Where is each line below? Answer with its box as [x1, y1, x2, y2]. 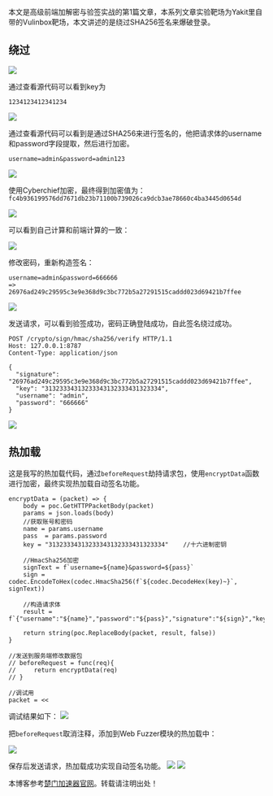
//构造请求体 [23, 600, 61, 608]
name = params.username [23, 524, 104, 533]
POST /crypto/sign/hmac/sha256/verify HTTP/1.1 [8, 334, 173, 343]
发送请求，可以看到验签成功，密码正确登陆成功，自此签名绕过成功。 [8, 318, 236, 328]
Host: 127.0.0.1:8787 [8, 341, 82, 350]
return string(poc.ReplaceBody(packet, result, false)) [23, 629, 217, 637]
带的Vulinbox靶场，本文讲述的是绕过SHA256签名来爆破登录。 [8, 17, 215, 27]
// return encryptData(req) [8, 666, 118, 674]
